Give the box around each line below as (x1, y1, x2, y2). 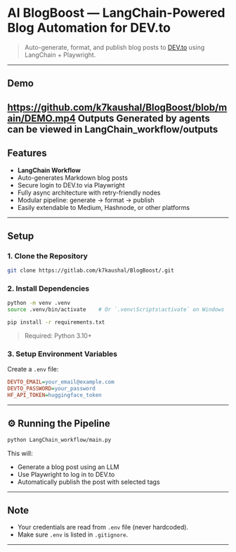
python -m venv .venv (7, 300, 71, 307)
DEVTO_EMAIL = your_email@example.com (7, 379, 114, 386)
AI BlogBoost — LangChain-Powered (7, 5, 226, 21)
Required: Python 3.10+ (24, 331, 93, 340)
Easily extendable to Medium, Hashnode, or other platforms (17, 203, 190, 211)
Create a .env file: (7, 365, 59, 374)
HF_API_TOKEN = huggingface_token (7, 392, 102, 399)
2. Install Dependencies (7, 284, 90, 294)
